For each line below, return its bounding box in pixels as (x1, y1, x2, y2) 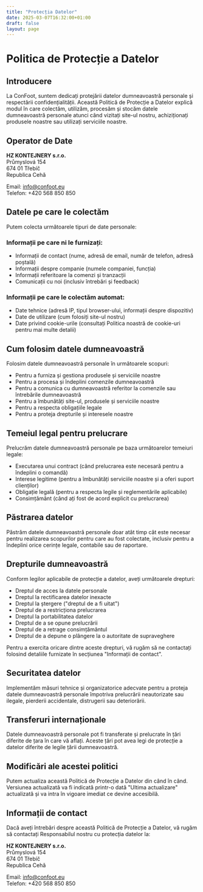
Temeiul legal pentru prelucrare (6, 428, 128, 438)
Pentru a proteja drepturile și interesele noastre (15, 411, 134, 418)
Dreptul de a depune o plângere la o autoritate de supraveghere (15, 632, 175, 639)
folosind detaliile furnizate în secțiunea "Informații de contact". (6, 650, 163, 657)
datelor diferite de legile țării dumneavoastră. (6, 744, 119, 751)
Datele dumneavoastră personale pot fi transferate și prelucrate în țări (6, 730, 181, 738)
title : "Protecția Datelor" (6, 9, 78, 15)
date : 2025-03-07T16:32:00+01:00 (6, 15, 91, 21)
